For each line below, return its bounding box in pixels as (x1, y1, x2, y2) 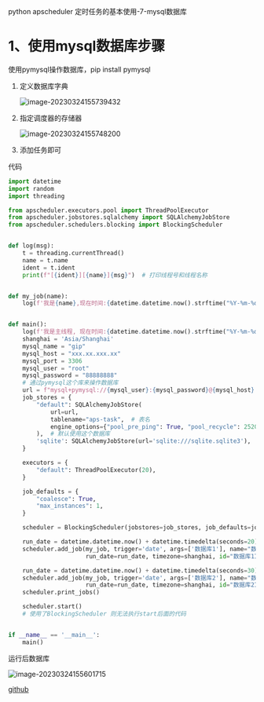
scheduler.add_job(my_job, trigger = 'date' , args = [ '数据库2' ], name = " (22, 574, 251, 582)
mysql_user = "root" (22, 364, 90, 372)
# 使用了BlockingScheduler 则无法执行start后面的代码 (22, 610, 187, 618)
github (8, 684, 29, 693)
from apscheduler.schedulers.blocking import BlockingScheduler (8, 221, 223, 229)
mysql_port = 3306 (22, 356, 82, 365)
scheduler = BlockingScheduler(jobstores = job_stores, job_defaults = (22, 524, 251, 532)
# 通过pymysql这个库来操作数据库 (22, 379, 119, 387)
